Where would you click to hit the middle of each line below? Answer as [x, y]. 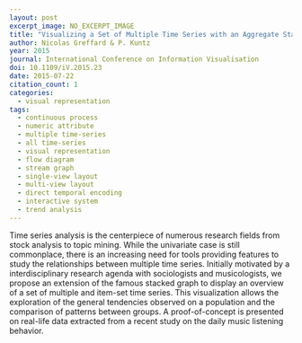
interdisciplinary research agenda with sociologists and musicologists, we [146, 273]
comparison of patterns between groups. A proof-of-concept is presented [147, 312]
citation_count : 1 [44, 84]
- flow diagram [46, 159]
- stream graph [46, 168]
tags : [19, 110]
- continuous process [58, 118]
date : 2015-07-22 [42, 76]
